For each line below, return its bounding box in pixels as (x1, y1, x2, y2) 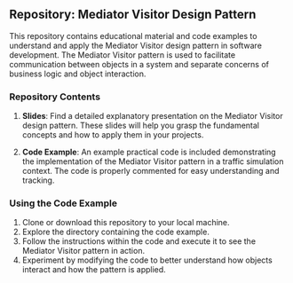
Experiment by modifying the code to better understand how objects (21, 255, 273, 265)
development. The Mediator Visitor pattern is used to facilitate (9, 49, 236, 60)
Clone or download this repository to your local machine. (21, 217, 230, 228)
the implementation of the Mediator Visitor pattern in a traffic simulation (21, 156, 284, 167)
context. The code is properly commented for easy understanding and (21, 166, 280, 177)
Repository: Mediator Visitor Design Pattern (9, 7, 257, 22)
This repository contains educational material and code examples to (9, 30, 257, 41)
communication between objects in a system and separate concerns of (9, 59, 269, 69)
